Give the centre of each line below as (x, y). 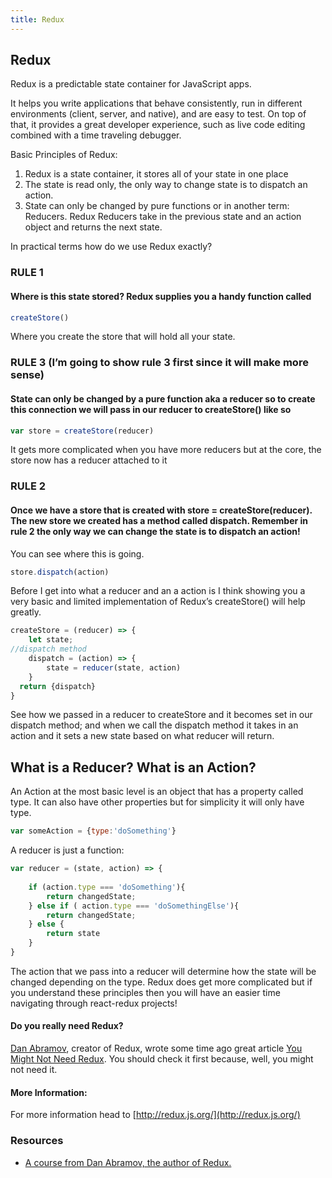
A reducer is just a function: (67, 850)
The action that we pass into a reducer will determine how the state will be (163, 971)
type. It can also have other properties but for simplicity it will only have (157, 802)
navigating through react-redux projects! (94, 1003)
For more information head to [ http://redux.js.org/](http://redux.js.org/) (155, 1115)
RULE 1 (27, 273)
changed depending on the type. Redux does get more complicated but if (161, 982)
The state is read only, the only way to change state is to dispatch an (166, 185)
